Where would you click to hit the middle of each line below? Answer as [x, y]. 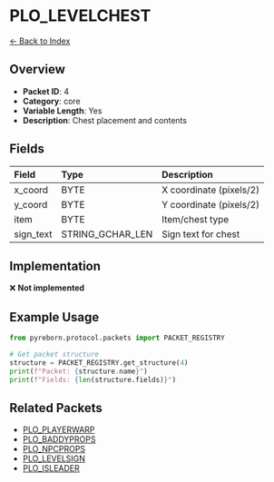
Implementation [55, 266]
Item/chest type [196, 219]
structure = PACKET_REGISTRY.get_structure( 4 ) [99, 363]
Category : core [51, 101]
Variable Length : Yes [62, 111]
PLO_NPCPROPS [54, 449]
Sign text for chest [201, 234]
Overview [38, 69]
